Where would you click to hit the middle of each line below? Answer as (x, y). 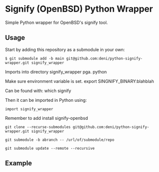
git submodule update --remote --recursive (50, 148)
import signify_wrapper (29, 109)
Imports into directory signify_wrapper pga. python (56, 72)
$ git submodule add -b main (35, 58)
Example (19, 163)
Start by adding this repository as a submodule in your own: (65, 49)
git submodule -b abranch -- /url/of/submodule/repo (60, 140)
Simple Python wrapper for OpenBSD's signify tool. (57, 22)
